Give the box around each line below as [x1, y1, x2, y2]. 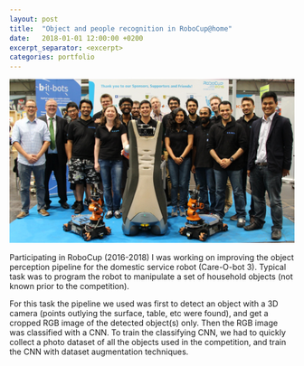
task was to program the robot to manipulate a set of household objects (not [9, 271, 294, 282]
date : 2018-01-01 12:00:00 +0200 [9, 33, 144, 42]
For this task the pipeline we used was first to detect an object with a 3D [9, 298, 279, 309]
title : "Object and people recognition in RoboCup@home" [9, 23, 233, 33]
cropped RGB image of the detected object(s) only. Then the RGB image [9, 317, 279, 329]
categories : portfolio [9, 52, 95, 62]
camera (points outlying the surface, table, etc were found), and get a [9, 308, 269, 319]
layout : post [9, 14, 59, 23]
